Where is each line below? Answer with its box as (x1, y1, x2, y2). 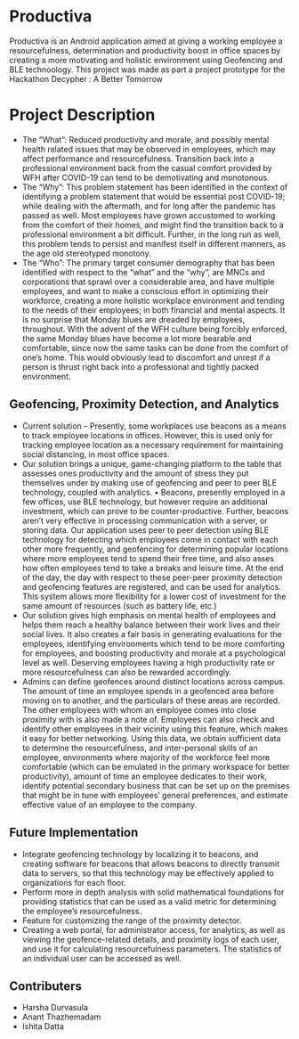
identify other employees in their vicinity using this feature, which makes (21, 724, 288, 734)
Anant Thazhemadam (21, 1011, 101, 1022)
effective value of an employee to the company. (21, 799, 198, 810)
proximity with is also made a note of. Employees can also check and (21, 714, 275, 724)
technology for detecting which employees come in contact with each (21, 534, 279, 544)
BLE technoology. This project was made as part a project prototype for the (9, 64, 286, 75)
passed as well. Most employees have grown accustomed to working (21, 209, 276, 220)
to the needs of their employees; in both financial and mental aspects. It (21, 305, 286, 315)
